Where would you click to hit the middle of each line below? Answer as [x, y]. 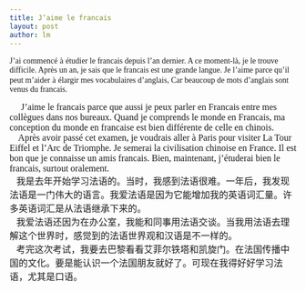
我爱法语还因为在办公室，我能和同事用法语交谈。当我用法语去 [149, 223]
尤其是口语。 [56, 277]
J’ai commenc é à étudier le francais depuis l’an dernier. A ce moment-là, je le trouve [144, 61]
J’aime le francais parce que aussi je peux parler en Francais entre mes [149, 107]
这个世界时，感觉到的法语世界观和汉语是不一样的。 [128, 236]
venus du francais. [39, 90]
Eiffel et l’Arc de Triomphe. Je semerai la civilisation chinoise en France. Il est [153, 148]
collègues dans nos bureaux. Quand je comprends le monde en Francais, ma [147, 117]
